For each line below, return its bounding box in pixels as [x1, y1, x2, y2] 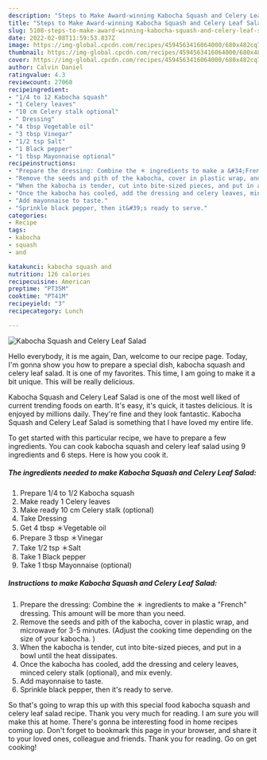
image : [8, 41, 30, 49]
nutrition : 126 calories [8, 270, 91, 279]
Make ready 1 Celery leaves [19, 497, 110, 506]
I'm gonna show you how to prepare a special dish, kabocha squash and [8, 360, 246, 369]
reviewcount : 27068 [8, 78, 73, 86]
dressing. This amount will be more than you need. [19, 608, 186, 618]
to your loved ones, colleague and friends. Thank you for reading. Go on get [8, 734, 257, 743]
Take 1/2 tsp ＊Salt [19, 543, 81, 552]
